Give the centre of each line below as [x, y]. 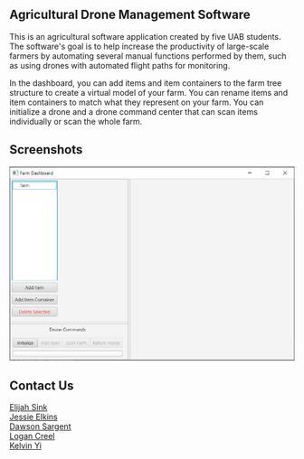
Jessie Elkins [33, 417]
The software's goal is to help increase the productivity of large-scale [139, 46]
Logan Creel [32, 436]
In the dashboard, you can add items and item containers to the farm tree [146, 83]
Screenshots [46, 150]
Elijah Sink [28, 407]
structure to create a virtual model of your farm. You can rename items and [149, 92]
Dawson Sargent [40, 426]
